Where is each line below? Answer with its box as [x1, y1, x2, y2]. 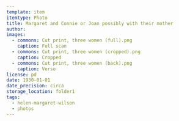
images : [6, 32, 26, 38]
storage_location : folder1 [6, 89, 75, 95]
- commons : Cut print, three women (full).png [12, 37, 133, 43]
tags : [6, 94, 20, 100]
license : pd [6, 71, 37, 78]
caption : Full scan [17, 43, 67, 50]
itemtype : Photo [6, 15, 48, 21]
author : [6, 26, 26, 32]
